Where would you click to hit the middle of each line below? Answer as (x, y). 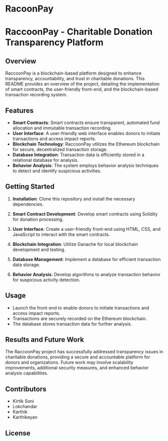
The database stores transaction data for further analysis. (72, 324)
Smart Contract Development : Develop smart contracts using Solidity (85, 214)
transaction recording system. (36, 95)
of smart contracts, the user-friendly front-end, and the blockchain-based (82, 89)
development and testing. (39, 249)
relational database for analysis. (46, 160)
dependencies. (28, 204)
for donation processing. (38, 219)
